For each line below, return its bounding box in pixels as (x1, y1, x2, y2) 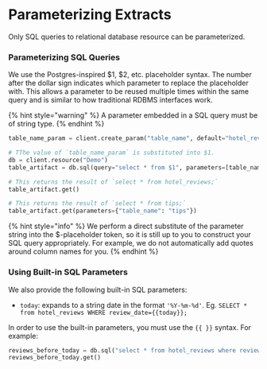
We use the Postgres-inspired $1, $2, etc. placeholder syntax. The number (8, 70, 252, 80)
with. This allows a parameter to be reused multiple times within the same (8, 87, 249, 96)
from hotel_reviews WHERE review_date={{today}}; (19, 309, 188, 317)
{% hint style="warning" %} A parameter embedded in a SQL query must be (8, 111, 258, 120)
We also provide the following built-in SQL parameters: (8, 285, 188, 294)
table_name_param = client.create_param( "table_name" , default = (8, 134, 226, 142)
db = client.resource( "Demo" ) (8, 156, 109, 164)
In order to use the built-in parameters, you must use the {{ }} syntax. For (8, 322, 252, 332)
